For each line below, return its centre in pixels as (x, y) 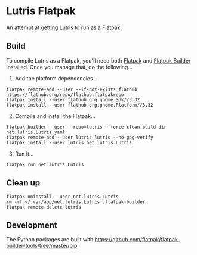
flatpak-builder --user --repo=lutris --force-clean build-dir (87, 127)
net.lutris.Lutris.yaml (36, 132)
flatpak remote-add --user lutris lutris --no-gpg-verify (80, 137)
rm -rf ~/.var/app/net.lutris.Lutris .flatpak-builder (76, 202)
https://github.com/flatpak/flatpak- (137, 240)
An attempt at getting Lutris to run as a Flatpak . (64, 27)
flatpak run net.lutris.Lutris (45, 164)
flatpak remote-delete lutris (44, 207)
